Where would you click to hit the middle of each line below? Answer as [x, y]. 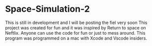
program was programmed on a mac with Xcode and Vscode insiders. [76, 38]
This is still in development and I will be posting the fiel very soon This [76, 23]
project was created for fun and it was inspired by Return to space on [76, 27]
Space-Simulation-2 [48, 9]
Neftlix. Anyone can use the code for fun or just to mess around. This [75, 33]
